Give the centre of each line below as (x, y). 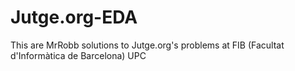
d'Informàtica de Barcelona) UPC (78, 55)
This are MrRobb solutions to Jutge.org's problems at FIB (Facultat (147, 45)
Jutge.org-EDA (74, 17)
